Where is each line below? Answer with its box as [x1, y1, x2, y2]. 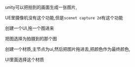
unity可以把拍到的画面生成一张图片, [5, 4, 77, 10]
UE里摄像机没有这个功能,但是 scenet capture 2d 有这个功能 [5, 15, 123, 21]
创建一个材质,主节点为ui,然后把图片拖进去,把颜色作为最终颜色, [5, 46, 131, 52]
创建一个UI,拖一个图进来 [5, 25, 54, 31]
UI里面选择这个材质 [5, 57, 44, 63]
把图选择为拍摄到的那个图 [5, 36, 57, 41]
